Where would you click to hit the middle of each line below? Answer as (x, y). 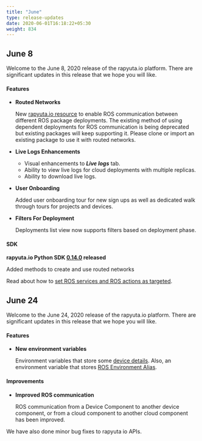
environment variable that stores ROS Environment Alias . (86, 367)
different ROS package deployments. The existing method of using (99, 121)
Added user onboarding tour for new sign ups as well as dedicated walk (105, 200)
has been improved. (40, 419)
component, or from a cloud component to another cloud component (102, 413)
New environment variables (51, 349)
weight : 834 (21, 29)
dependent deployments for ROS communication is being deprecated (102, 127)
